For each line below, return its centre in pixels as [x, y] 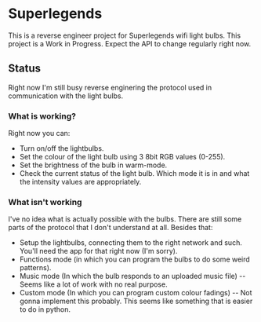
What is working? [42, 116]
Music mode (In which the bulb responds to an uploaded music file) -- [132, 276]
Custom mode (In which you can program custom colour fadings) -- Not [136, 293]
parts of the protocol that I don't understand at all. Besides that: [111, 228]
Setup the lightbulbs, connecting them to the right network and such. [131, 243]
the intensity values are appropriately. [80, 182]
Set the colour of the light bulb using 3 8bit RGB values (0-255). [122, 157]
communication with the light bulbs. [66, 96]
